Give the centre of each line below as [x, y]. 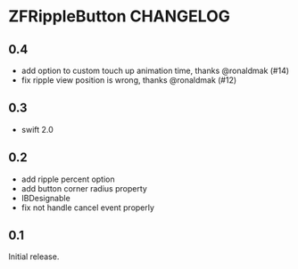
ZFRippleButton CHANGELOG [120, 16]
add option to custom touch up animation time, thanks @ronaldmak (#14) [155, 70]
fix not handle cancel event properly [88, 208]
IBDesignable [46, 198]
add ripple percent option [68, 179]
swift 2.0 [37, 129]
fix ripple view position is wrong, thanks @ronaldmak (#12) [129, 80]
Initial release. [34, 257]
